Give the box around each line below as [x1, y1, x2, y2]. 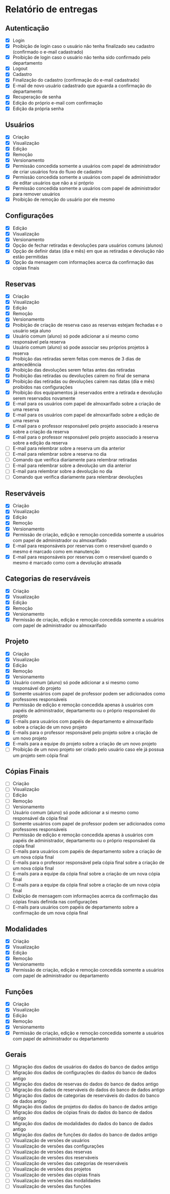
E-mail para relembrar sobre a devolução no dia [12, 468, 113, 475]
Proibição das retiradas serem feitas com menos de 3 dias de [12, 355, 141, 361]
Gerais [5, 1050, 27, 1059]
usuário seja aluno [12, 328, 51, 334]
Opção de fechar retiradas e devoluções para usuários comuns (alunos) [12, 242, 163, 248]
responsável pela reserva [12, 339, 66, 345]
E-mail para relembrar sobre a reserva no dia [12, 451, 107, 457]
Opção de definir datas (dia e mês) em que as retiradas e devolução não [12, 248, 164, 254]
